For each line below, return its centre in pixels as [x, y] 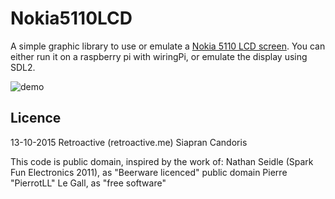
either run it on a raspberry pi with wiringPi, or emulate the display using [159, 56]
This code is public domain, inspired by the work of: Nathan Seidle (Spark [162, 161]
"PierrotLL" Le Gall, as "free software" [88, 183]
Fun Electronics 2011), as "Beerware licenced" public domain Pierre [149, 172]
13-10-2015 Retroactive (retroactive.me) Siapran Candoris [129, 142]
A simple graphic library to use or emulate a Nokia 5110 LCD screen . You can [168, 46]
